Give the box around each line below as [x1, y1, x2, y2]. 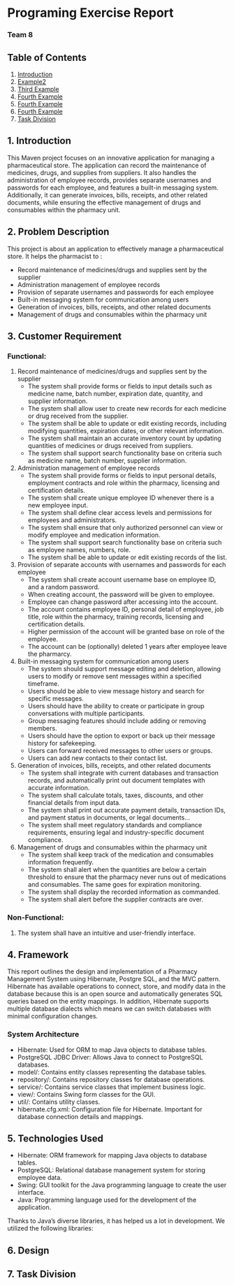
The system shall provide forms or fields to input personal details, [27, 471, 217, 480]
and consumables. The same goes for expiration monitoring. [27, 880, 202, 889]
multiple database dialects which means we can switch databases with [7, 1004, 212, 1013]
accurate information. [27, 784, 90, 792]
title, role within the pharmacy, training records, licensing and [27, 612, 204, 621]
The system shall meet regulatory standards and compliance [27, 821, 203, 829]
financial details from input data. [27, 799, 121, 807]
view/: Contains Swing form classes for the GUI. [17, 1090, 156, 1098]
